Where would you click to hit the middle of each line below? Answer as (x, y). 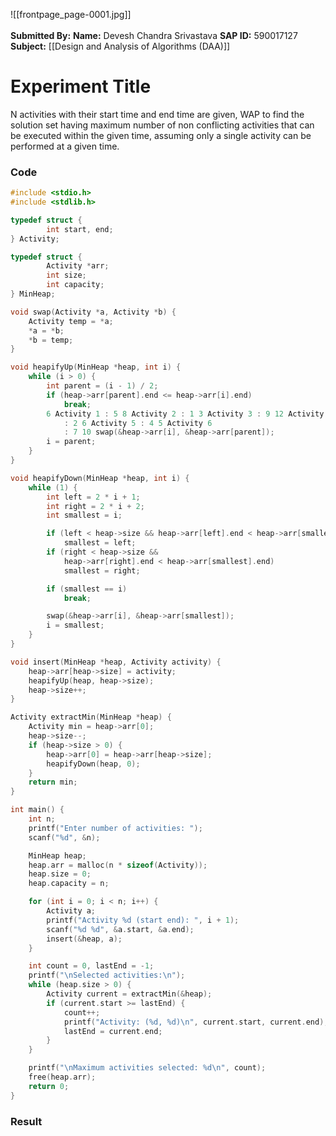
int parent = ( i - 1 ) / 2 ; (102, 386)
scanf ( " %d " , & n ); (64, 837)
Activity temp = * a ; (71, 321)
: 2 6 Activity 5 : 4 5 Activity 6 (138, 423)
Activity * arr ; (78, 266)
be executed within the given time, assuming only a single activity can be (161, 135)
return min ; (53, 782)
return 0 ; (49, 1086)
